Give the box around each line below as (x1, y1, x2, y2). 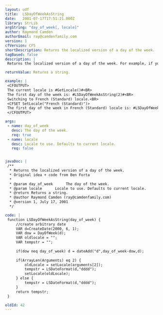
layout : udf (5, 7, 29, 12)
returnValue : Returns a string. (5, 70, 70, 75)
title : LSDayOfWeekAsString (5, 12, 64, 16)
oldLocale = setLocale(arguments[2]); (24, 262, 103, 267)
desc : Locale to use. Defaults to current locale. (11, 142, 116, 146)
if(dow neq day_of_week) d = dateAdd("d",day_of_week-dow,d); (16, 249, 145, 253)
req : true (11, 132, 32, 137)
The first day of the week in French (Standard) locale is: (7, 106, 131, 110)
